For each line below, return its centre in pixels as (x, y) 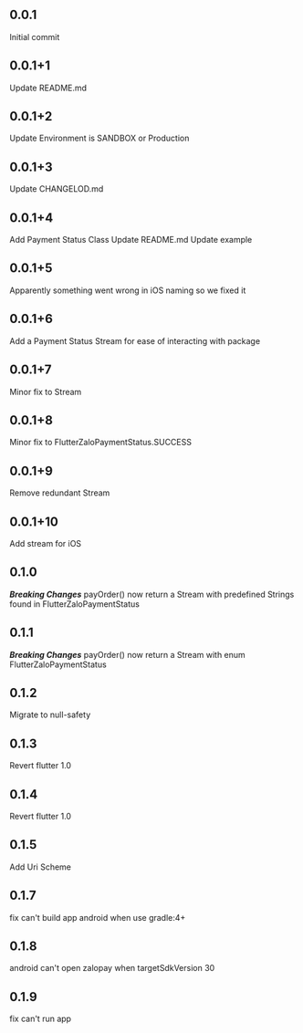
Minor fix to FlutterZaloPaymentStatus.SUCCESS (100, 443)
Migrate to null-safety (50, 715)
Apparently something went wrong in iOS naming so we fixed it (128, 290)
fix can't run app (40, 1019)
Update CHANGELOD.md (57, 189)
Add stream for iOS (46, 543)
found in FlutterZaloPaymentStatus (74, 604)
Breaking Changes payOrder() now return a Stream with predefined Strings (152, 594)
